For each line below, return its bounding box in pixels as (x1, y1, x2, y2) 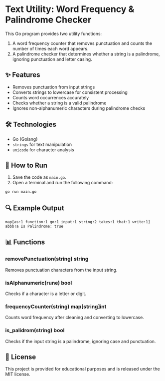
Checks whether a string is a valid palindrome (12, 100, 107, 106)
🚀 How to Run (5, 161, 48, 169)
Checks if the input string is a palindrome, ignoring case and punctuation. (5, 338, 156, 344)
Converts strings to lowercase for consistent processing (12, 89, 128, 95)
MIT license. (5, 371, 31, 378)
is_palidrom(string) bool (5, 327, 65, 334)
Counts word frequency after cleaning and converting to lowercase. (5, 315, 145, 321)
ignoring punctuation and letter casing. (12, 56, 92, 62)
